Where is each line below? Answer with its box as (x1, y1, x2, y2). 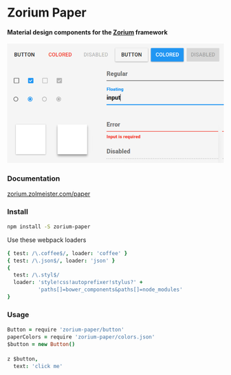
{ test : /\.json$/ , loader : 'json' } (7, 257, 115, 264)
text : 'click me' (13, 363, 63, 369)
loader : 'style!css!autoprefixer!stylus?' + (13, 279, 143, 286)
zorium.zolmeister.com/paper (7, 190, 91, 198)
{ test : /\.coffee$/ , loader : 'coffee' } (7, 250, 128, 256)
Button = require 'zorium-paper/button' (7, 326, 125, 334)
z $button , (7, 355, 38, 363)
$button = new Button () (7, 341, 76, 347)
